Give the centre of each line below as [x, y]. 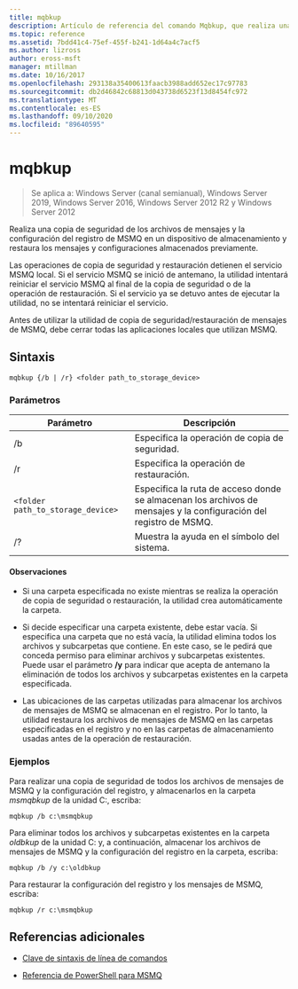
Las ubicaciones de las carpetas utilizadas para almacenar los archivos [152, 701]
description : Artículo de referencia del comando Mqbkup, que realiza [142, 26]
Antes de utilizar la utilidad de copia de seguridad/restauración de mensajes [148, 319]
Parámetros [35, 400]
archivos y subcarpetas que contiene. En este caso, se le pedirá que [147, 646]
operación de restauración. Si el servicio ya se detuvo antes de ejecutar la [145, 293]
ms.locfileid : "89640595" [57, 125]
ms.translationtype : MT [53, 100]
